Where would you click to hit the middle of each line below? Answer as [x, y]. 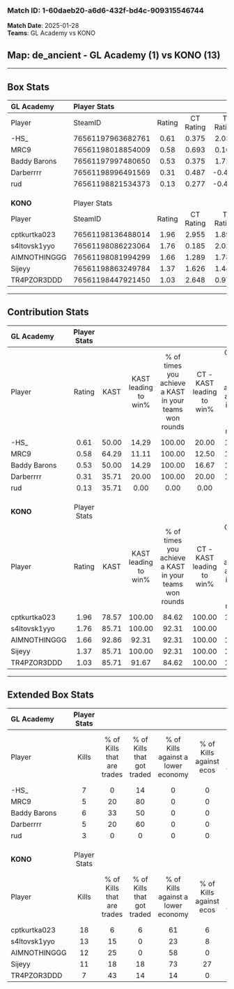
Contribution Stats [48, 312]
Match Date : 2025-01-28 [43, 26]
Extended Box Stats [50, 695]
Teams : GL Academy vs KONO [52, 33]
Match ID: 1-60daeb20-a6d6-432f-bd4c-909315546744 [106, 10]
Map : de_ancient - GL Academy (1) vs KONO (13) [114, 55]
